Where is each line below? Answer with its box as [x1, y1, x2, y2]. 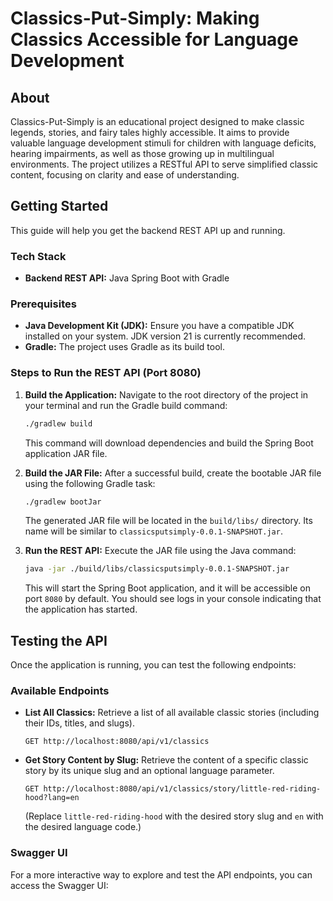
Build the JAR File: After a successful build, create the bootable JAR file [24, 467, 322, 479]
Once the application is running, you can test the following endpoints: [10, 659, 297, 671]
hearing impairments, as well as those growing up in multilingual [10, 148, 275, 159]
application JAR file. [24, 447, 108, 459]
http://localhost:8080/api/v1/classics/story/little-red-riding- [43, 784, 322, 794]
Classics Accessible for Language [10, 28, 299, 51]
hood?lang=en [24, 793, 80, 803]
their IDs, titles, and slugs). [24, 717, 135, 729]
